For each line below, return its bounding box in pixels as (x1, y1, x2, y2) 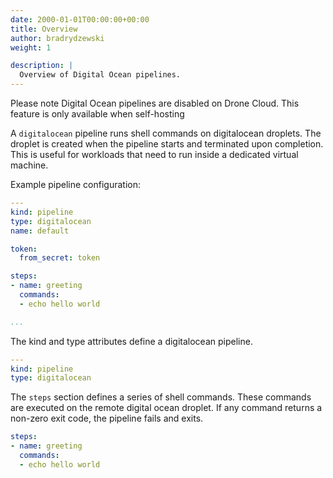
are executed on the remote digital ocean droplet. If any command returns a (10, 402, 323, 414)
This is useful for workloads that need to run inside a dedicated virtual (10, 149, 299, 160)
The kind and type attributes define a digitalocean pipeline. (10, 335, 253, 347)
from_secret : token (19, 253, 101, 263)
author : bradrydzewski (10, 33, 105, 43)
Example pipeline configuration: (10, 179, 141, 190)
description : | (10, 61, 74, 71)
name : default (10, 226, 70, 236)
